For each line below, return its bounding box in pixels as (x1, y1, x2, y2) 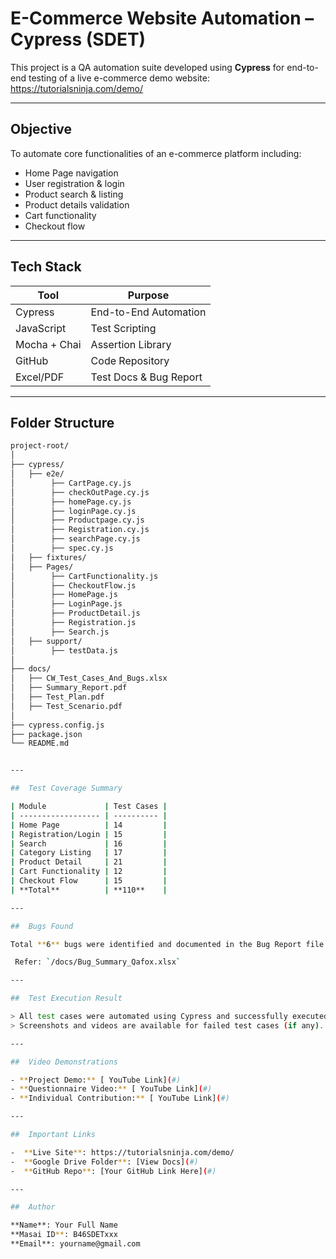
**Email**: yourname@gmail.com (10, 1239, 141, 1249)
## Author (10, 1202, 56, 1212)
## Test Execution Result (10, 993, 123, 1004)
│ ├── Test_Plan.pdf (10, 692, 105, 702)
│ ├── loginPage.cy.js (10, 506, 137, 516)
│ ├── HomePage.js (10, 590, 118, 600)
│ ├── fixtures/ (10, 552, 87, 562)
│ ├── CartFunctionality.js (10, 571, 159, 581)
